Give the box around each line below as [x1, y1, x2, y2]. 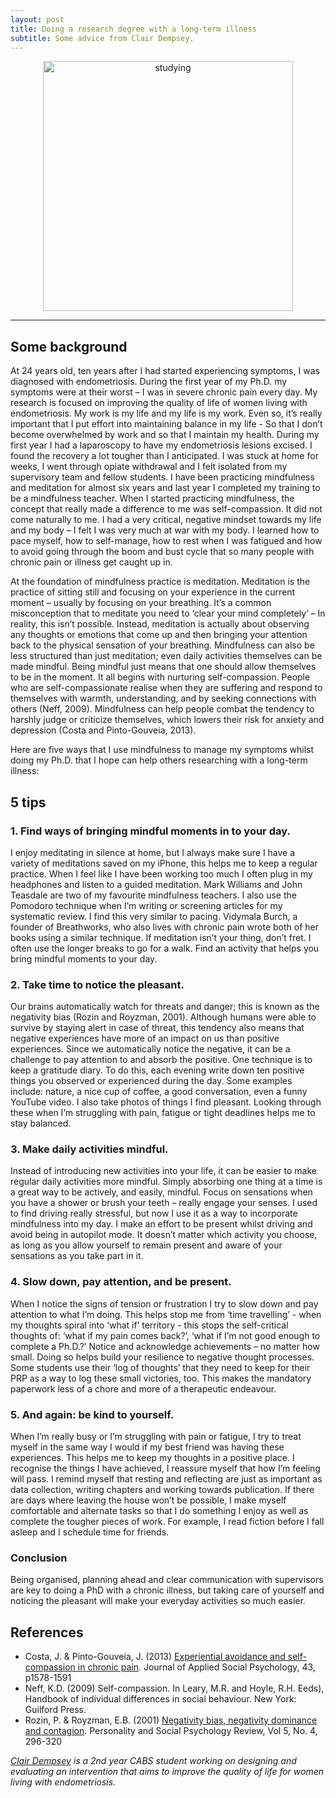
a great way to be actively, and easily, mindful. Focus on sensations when [10, 1186, 313, 1198]
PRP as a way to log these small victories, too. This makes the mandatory [10, 1372, 312, 1384]
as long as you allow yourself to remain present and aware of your [10, 1239, 283, 1251]
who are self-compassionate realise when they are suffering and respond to [10, 682, 323, 694]
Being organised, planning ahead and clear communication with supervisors [10, 1574, 324, 1586]
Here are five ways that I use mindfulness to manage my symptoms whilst [10, 744, 315, 756]
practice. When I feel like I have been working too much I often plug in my [10, 867, 313, 880]
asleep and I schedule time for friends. [10, 1526, 170, 1538]
